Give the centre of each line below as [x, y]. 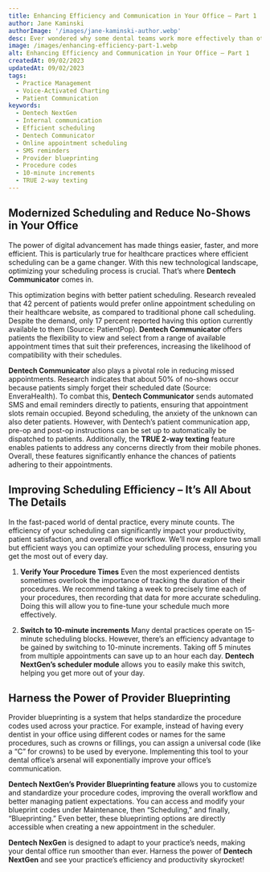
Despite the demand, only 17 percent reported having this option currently [131, 320]
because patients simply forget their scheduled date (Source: [110, 387]
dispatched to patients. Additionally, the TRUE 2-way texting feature [122, 439]
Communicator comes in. [51, 279]
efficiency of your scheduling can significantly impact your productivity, [127, 530]
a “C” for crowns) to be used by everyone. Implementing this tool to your [129, 752]
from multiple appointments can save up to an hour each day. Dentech [137, 655]
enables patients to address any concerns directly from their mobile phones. [135, 447]
